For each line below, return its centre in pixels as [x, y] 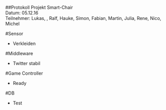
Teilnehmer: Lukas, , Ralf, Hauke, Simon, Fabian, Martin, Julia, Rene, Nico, [83, 18]
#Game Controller [24, 73]
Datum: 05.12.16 [22, 13]
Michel [12, 24]
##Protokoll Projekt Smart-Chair [39, 7]
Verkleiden [24, 43]
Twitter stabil [26, 63]
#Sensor [14, 34]
